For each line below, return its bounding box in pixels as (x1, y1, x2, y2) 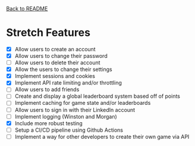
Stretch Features (6, 26, 91, 39)
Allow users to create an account (14, 45, 96, 52)
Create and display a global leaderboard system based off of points (14, 92, 180, 100)
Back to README (6, 5, 48, 12)
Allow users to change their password (14, 52, 108, 59)
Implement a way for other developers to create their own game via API (14, 133, 190, 140)
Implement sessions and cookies (14, 73, 95, 80)
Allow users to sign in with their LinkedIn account (14, 106, 136, 113)
